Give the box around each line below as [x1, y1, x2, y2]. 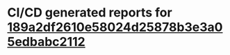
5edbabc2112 [7, 34, 85, 49]
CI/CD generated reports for [7, 5, 172, 21]
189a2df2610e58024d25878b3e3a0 [7, 19, 223, 35]
